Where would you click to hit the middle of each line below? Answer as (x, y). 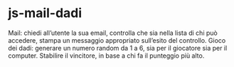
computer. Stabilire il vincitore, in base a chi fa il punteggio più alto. (106, 56)
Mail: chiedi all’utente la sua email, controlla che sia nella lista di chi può (113, 33)
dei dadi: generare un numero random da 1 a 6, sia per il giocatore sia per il (118, 48)
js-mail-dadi (45, 13)
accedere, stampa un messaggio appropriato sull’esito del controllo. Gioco (117, 40)
